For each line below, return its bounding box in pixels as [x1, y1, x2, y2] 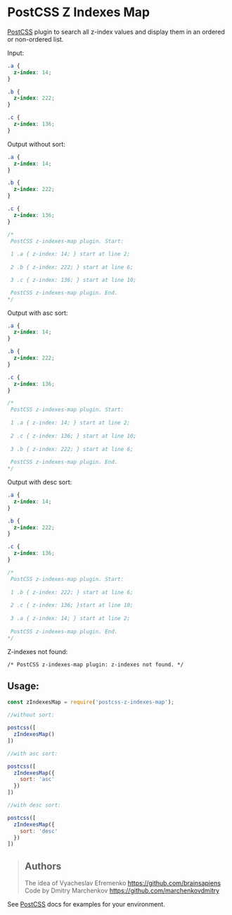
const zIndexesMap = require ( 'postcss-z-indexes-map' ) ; [7, 699, 174, 706]
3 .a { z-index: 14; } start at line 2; [10, 615, 131, 622]
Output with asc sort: [7, 308, 68, 317]
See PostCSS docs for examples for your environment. [7, 900, 165, 909]
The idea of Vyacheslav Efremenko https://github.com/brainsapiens [24, 879, 221, 888]
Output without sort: [7, 140, 65, 148]
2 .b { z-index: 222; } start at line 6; [10, 264, 134, 271]
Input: [7, 49, 25, 57]
